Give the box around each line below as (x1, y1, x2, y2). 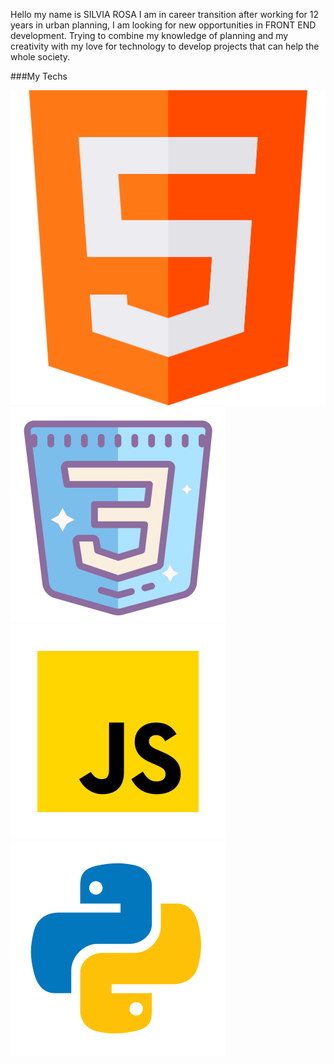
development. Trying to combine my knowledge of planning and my (10, 30, 289, 41)
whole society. (10, 51, 71, 63)
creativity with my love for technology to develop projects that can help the (10, 40, 320, 52)
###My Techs (10, 70, 68, 82)
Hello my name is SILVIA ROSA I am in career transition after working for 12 (10, 9, 319, 20)
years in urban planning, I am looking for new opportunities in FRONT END (10, 19, 317, 31)
